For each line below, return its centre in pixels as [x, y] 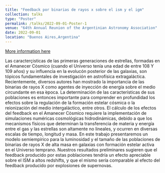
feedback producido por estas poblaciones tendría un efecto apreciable [78, 155]
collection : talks [24, 14]
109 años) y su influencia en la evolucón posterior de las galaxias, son [76, 71]
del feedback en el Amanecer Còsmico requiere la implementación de [76, 113]
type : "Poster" [21, 19]
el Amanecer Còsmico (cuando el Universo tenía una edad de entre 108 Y [80, 66]
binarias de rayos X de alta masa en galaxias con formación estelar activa [80, 144]
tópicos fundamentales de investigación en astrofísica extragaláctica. [76, 76]
